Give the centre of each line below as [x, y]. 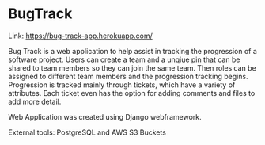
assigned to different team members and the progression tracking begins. [128, 76]
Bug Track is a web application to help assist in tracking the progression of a [132, 51]
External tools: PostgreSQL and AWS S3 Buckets [87, 132]
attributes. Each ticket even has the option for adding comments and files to [132, 93]
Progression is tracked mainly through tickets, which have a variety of [122, 85]
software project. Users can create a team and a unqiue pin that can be [124, 59]
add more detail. [35, 101]
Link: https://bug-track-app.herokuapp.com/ [80, 36]
